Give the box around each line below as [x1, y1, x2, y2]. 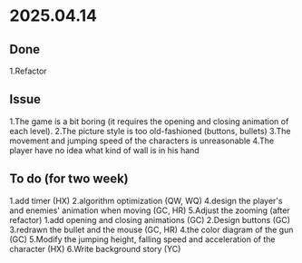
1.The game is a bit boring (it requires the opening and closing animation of [9, 115, 289, 127]
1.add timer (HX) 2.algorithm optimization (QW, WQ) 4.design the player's [9, 195, 283, 206]
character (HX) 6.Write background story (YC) [9, 243, 181, 254]
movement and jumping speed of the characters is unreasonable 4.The [9, 135, 275, 146]
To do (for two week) [9, 171, 129, 187]
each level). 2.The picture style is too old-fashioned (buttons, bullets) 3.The [9, 125, 291, 136]
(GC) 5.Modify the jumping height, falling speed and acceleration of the [9, 233, 276, 245]
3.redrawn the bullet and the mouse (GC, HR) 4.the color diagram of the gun [9, 224, 294, 235]
